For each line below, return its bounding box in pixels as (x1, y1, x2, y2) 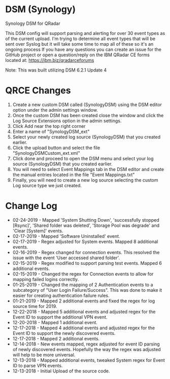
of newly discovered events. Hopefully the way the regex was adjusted (12, 346, 161, 352)
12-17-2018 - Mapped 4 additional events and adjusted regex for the (12, 325, 155, 331)
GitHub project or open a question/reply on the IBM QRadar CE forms (5, 52, 150, 58)
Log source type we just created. (12, 182, 82, 188)
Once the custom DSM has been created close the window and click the (12, 112, 164, 118)
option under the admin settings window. (12, 107, 98, 113)
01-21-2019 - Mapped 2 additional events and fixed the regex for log (12, 298, 155, 304)
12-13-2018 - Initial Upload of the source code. (12, 368, 110, 374)
